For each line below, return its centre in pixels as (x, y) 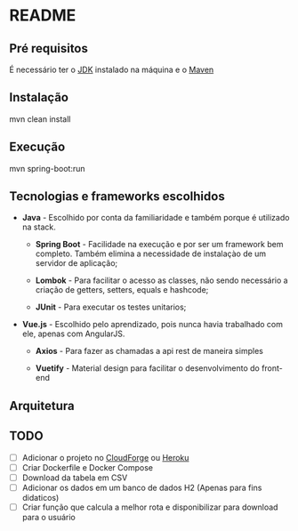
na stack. (39, 227)
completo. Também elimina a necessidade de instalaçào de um (151, 253)
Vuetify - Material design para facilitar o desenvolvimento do (147, 368)
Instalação (39, 97)
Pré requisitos (49, 48)
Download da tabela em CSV (75, 478)
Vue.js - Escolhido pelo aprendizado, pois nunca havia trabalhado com (152, 325)
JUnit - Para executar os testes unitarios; (111, 307)
